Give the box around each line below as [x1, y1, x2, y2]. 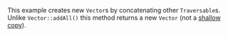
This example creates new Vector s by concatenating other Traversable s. [7, 6, 221, 14]
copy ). [7, 21, 26, 29]
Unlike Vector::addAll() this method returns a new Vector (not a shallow [7, 13, 221, 22]
